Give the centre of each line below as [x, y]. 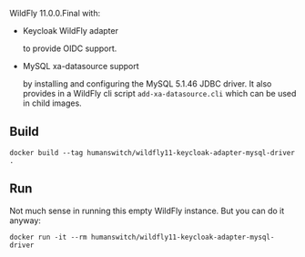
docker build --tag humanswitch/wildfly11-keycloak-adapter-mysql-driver [152, 153]
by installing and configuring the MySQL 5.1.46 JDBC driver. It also [147, 84]
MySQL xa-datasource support [81, 66]
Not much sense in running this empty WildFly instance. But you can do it [147, 211]
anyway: [25, 220]
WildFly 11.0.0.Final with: [55, 13]
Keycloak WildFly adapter [70, 31]
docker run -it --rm [49, 237]
